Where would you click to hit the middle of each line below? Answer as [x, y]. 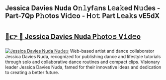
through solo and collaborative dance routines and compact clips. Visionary [83, 62]
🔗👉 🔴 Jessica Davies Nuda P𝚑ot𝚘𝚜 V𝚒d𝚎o [73, 37]
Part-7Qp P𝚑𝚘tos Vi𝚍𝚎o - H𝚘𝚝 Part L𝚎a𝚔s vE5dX [83, 16]
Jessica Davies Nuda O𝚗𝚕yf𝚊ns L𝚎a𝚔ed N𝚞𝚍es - [83, 8]
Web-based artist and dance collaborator [112, 51]
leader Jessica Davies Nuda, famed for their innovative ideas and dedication [83, 67]
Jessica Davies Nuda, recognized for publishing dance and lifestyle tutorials [83, 56]
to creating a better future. [32, 72]
